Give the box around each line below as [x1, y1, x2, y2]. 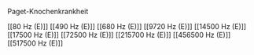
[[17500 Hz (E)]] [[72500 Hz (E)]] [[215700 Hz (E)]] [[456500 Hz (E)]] [7, 31, 231, 39]
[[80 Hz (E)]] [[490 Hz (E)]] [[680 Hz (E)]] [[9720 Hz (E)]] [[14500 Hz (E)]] [7, 22, 247, 31]
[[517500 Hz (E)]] [7, 38, 64, 48]
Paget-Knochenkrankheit [7, 7, 89, 16]
